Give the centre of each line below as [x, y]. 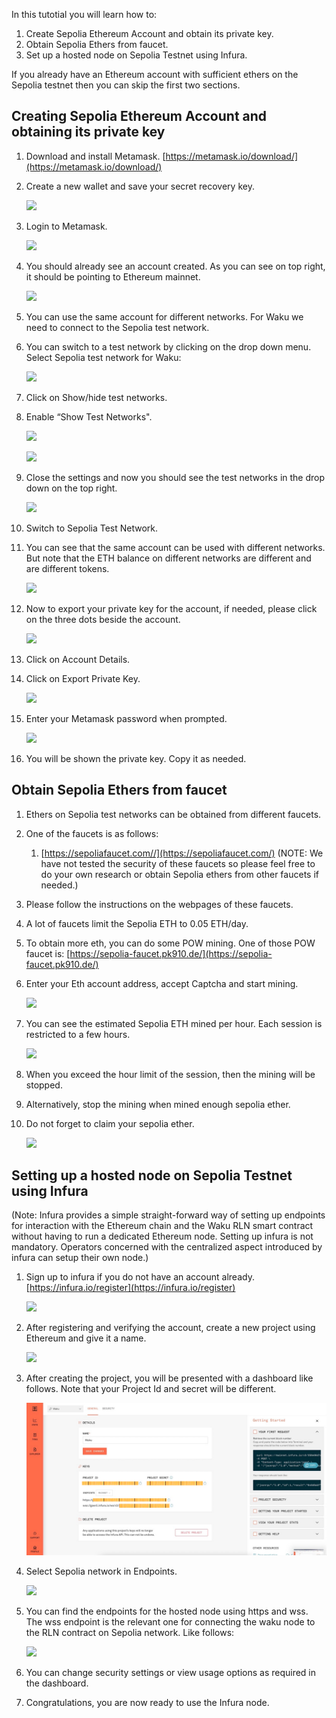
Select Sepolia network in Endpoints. [101, 1571]
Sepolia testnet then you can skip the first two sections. [126, 85]
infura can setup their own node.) [80, 1258]
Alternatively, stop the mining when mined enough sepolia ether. [158, 1104]
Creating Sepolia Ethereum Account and [139, 116]
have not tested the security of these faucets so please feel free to [178, 863]
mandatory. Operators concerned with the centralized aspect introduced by [167, 1247]
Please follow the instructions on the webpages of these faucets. [159, 904]
